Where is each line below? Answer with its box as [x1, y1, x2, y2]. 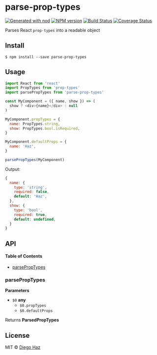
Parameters [5, 288, 29, 294]
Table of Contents [5, 253, 43, 259]
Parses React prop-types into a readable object [5, 27, 100, 33]
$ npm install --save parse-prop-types [5, 55, 87, 59]
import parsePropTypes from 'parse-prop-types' [5, 90, 105, 95]
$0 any [12, 297, 26, 303]
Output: [5, 166, 21, 172]
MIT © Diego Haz [5, 344, 41, 350]
